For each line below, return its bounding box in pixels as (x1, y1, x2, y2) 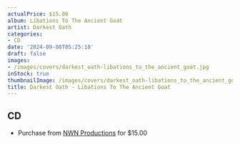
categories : (7, 30, 43, 38)
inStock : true (7, 70, 50, 77)
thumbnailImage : (7, 76, 56, 84)
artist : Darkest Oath (7, 24, 72, 31)
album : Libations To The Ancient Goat (7, 17, 123, 24)
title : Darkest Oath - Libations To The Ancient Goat (7, 83, 171, 91)
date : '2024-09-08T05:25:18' (7, 43, 94, 51)
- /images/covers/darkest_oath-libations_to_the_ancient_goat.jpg (7, 63, 209, 71)
